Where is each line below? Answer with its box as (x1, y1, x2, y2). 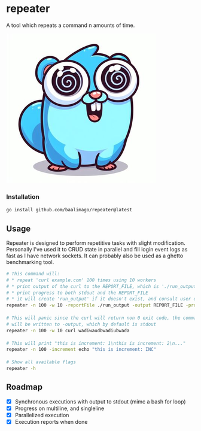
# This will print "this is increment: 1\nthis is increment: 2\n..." (6, 340, 186, 346)
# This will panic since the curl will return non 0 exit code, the (6, 315, 181, 321)
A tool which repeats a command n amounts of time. (6, 22, 135, 29)
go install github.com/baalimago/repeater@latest (6, 207, 133, 213)
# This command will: (6, 271, 60, 277)
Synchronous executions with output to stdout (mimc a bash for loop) (14, 397, 187, 405)
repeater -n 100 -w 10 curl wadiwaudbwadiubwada (6, 327, 130, 333)
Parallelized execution (14, 411, 69, 418)
